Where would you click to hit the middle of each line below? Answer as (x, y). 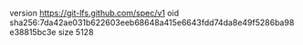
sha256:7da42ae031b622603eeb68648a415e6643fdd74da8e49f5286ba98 (152, 22)
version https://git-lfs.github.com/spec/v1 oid (94, 13)
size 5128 (76, 32)
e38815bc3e (33, 32)
